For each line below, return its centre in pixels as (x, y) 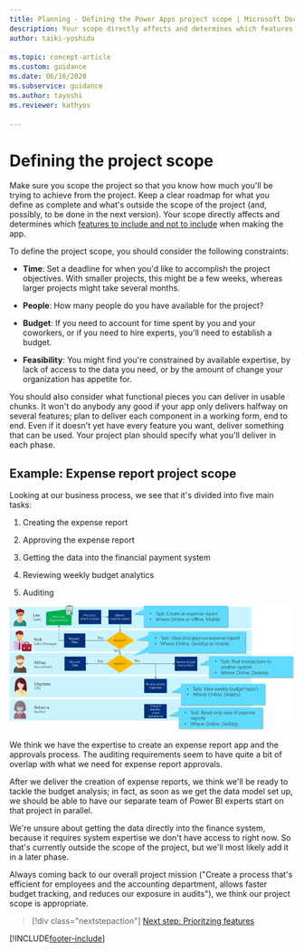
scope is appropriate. (49, 903)
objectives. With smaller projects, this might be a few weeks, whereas (152, 279)
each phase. (33, 445)
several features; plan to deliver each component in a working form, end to (148, 416)
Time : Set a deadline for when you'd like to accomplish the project (146, 269)
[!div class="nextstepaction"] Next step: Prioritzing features (143, 920)
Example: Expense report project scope (123, 473)
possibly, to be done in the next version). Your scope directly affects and (145, 215)
